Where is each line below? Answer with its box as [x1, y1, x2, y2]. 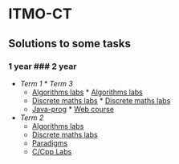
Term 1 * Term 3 [19, 78, 74, 88]
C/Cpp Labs [31, 146, 72, 156]
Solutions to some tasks [8, 37, 131, 50]
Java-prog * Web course [31, 104, 115, 114]
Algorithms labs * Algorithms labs [31, 87, 143, 97]
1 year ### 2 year [8, 61, 77, 72]
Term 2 [19, 113, 44, 122]
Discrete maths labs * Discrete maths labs [31, 95, 171, 105]
